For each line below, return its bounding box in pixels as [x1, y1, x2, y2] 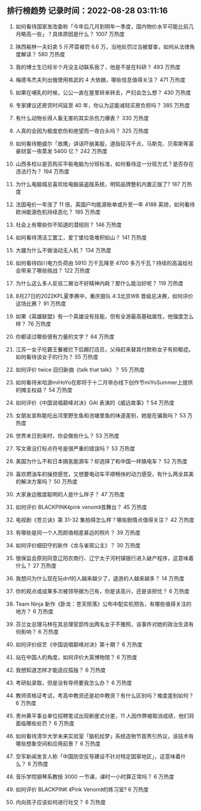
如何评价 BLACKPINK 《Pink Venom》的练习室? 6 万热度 [15, 786, 149, 793]
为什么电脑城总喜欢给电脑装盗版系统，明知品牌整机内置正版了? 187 [15, 180, 181, 187]
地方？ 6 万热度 [15, 607, 54, 615]
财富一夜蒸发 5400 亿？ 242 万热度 [20, 147, 108, 154]
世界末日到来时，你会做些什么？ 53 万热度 [15, 432, 120, 439]
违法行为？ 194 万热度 [15, 168, 70, 175]
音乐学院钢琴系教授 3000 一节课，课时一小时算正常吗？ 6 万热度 [15, 773, 175, 780]
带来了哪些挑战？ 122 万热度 [20, 267, 90, 274]
